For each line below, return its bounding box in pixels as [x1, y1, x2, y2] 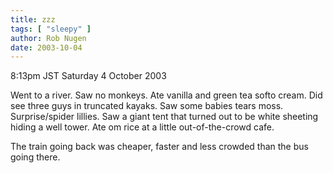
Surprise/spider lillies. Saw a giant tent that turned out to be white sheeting [10, 111, 319, 123]
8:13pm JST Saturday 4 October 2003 [10, 70, 167, 82]
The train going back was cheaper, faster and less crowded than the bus [10, 141, 309, 153]
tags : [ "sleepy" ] [10, 24, 92, 34]
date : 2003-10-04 [10, 42, 83, 53]
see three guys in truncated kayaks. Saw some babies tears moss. [10, 100, 284, 112]
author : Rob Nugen [10, 33, 87, 43]
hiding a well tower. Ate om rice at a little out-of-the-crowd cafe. [10, 121, 275, 133]
